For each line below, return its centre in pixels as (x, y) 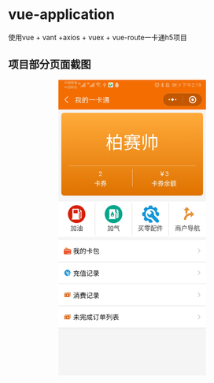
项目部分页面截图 (50, 65)
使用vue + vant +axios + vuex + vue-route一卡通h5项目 (98, 37)
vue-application (62, 15)
